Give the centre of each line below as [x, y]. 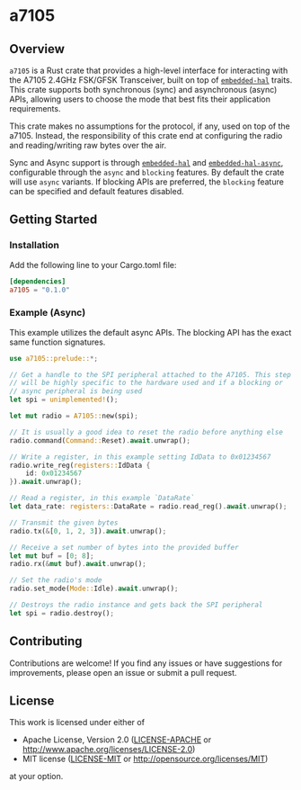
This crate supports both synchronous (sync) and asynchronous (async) [143, 90]
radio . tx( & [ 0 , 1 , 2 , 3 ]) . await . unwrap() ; [88, 531]
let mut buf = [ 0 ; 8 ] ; [52, 556]
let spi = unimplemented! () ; [64, 400]
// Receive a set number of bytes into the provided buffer [124, 547]
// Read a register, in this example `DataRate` [102, 498]
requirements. [35, 108]
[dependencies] [38, 281]
